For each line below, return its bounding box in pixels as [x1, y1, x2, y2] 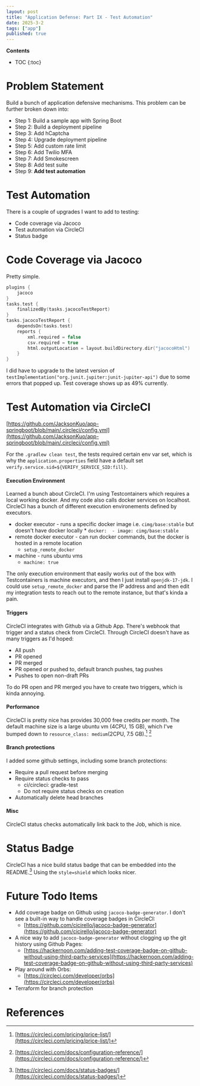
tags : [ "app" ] [6, 25, 42, 32]
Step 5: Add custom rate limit [14, 142, 86, 149]
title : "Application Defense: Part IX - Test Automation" [6, 14, 153, 20]
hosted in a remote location [14, 540, 82, 547]
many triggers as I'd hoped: [6, 635, 74, 642]
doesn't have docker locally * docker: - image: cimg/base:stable [14, 527, 179, 534]
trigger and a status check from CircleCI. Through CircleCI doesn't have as [6, 628, 189, 636]
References [6, 1006, 64, 1019]
